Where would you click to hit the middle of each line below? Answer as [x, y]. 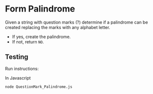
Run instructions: [22, 68]
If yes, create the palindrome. [41, 37]
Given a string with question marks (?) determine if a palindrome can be [76, 22]
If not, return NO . [28, 41]
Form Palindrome [40, 9]
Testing [17, 57]
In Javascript [18, 78]
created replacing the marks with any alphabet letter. [58, 27]
